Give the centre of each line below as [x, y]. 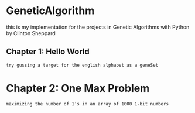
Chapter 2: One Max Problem [78, 88]
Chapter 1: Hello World [48, 52]
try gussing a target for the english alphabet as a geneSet [82, 65]
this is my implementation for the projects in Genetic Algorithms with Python [98, 27]
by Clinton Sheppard [31, 33]
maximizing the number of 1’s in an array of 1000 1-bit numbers [87, 104]
